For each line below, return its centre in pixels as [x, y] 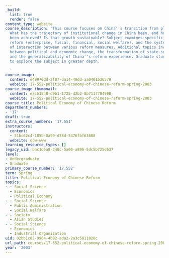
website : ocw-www [28, 140]
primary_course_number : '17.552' [40, 168]
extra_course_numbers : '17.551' [39, 121]
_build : [13, 10]
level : [12, 154]
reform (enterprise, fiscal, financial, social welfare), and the [81, 43]
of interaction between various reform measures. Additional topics [83, 47]
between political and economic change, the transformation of [77, 52]
